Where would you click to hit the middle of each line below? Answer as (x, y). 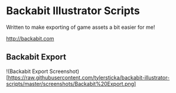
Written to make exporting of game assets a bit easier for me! (81, 27)
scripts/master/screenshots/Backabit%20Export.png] (71, 84)
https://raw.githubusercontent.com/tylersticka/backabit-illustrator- (89, 77)
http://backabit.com (30, 38)
